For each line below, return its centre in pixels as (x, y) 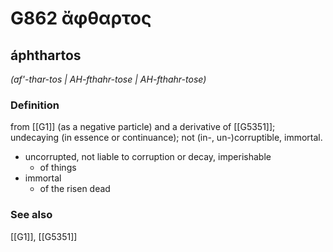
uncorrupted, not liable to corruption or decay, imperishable (148, 157)
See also (31, 215)
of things (58, 168)
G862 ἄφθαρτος (81, 18)
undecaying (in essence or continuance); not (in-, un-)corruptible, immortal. (166, 138)
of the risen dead (75, 189)
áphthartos (46, 55)
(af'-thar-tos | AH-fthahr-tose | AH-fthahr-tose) (108, 79)
